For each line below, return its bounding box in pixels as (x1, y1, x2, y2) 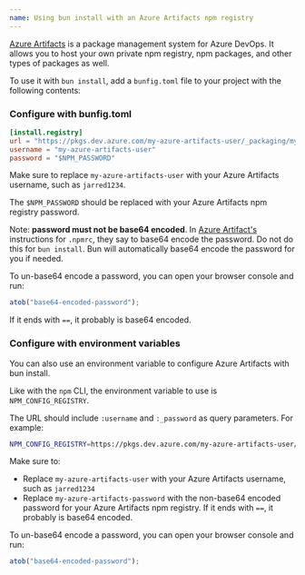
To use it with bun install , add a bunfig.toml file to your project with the (9, 74, 281, 86)
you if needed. (9, 253, 64, 264)
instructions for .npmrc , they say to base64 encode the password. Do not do (9, 233, 293, 245)
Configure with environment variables (9, 337, 181, 350)
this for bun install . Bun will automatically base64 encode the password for (9, 243, 295, 254)
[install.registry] (9, 128, 84, 137)
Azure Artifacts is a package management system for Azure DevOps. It (9, 38, 274, 49)
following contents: (9, 84, 82, 95)
